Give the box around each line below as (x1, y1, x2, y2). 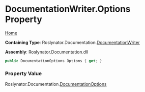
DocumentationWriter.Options (5, 3, 131, 15)
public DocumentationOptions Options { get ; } (5, 58, 102, 63)
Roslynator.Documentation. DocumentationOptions (5, 81, 107, 87)
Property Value (5, 70, 42, 77)
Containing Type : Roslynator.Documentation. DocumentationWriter (5, 39, 140, 45)
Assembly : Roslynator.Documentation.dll (5, 49, 88, 55)
